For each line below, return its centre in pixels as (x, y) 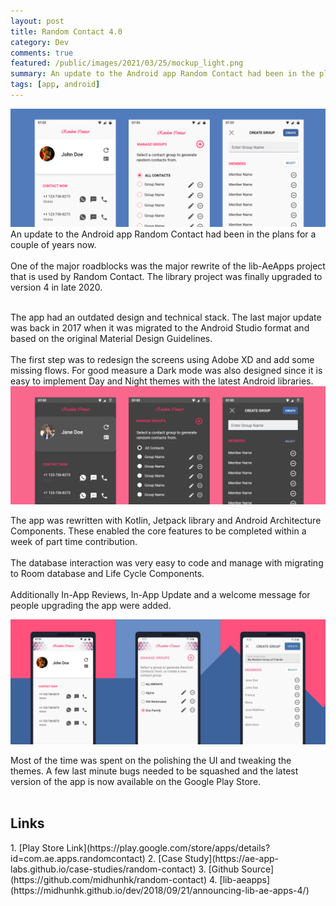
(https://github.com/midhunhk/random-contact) (109, 879)
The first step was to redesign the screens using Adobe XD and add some (162, 359)
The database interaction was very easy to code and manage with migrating (167, 562)
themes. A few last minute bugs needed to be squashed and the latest (154, 771)
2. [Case (165, 858)
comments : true (42, 53)
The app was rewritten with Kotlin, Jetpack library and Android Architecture (166, 520)
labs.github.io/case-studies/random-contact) (103, 869)
